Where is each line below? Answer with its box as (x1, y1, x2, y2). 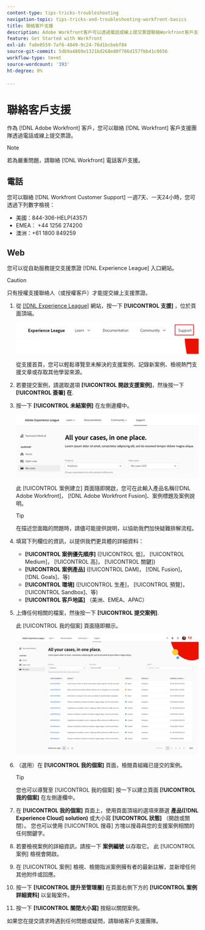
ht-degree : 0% (7, 68, 43, 74)
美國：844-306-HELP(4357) (15, 214, 88, 222)
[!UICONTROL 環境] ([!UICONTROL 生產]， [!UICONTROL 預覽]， (24, 581, 188, 588)
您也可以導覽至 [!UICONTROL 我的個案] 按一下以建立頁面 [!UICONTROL (15, 786, 196, 793)
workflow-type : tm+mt (7, 55, 62, 61)
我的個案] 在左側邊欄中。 (15, 794, 78, 801)
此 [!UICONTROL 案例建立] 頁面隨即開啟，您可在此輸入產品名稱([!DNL (15, 485, 191, 492)
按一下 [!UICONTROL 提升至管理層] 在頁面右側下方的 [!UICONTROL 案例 (15, 884, 198, 891)
